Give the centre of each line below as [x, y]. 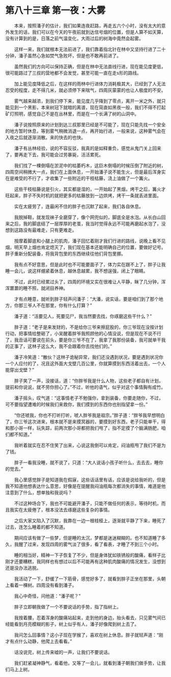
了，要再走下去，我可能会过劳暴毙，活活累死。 [54, 154]
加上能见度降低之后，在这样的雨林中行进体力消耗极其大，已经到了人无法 [90, 84]
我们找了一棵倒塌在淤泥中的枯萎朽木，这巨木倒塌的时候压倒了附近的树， [90, 165]
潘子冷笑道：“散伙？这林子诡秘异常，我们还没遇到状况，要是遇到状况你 [89, 357]
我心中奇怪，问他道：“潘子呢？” [47, 596]
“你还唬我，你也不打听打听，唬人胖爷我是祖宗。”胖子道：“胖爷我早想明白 [90, 415]
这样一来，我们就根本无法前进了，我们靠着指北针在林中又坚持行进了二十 [90, 49]
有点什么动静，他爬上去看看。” [41, 641]
